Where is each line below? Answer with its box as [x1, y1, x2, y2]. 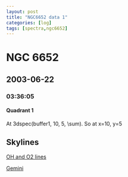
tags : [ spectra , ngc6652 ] [6, 25, 68, 31]
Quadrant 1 [6, 107, 34, 114]
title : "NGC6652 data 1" [6, 14, 68, 20]
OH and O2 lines [6, 153, 46, 160]
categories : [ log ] [6, 20, 52, 26]
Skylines [6, 137, 39, 147]
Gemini [6, 165, 24, 172]
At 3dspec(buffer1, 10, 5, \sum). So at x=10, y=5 [6, 120, 122, 127]
